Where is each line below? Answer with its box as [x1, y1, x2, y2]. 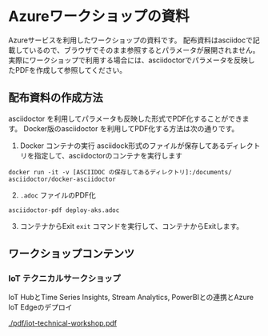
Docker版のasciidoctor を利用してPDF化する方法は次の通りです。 [23, 123, 239, 133]
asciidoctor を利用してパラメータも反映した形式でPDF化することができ [8, 114, 242, 123]
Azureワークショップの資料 [8, 7, 190, 26]
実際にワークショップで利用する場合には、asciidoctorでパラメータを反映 [8, 55, 248, 65]
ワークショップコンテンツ [8, 247, 134, 261]
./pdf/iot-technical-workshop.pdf [8, 318, 118, 328]
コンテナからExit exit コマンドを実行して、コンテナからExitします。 [19, 221, 244, 230]
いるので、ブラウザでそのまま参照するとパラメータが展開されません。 [29, 45, 260, 54]
